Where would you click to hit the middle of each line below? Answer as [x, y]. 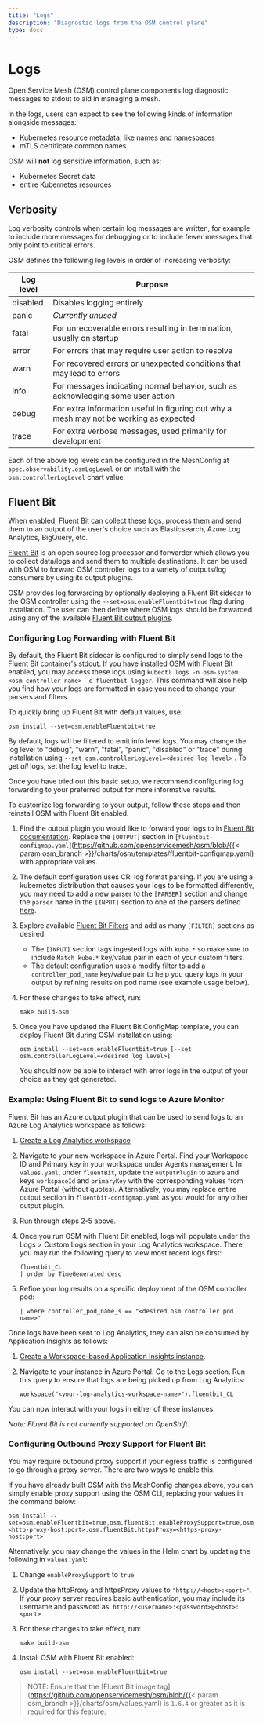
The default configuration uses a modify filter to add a [118, 966]
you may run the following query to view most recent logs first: [121, 1252]
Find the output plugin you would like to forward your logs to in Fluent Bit [137, 828]
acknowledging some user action [113, 396]
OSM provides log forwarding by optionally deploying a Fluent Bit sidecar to [130, 593]
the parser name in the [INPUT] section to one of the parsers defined [130, 902]
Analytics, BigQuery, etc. [48, 537]
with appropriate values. [58, 862]
